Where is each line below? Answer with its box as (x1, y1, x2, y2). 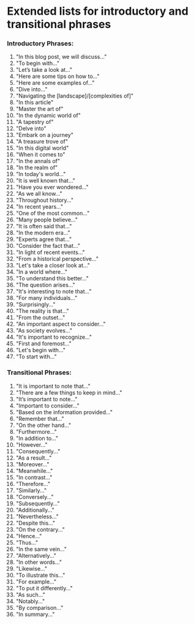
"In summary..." (15, 611, 55, 618)
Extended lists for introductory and (7, 4, 188, 18)
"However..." (15, 441, 48, 449)
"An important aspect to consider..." (15, 320, 106, 328)
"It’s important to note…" (15, 395, 78, 403)
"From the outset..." (15, 314, 65, 322)
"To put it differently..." (15, 584, 73, 591)
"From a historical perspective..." (15, 255, 99, 263)
